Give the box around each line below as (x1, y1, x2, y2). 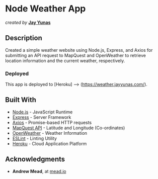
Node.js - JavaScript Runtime (12, 109, 73, 115)
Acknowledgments (5, 155, 66, 164)
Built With (5, 95, 36, 104)
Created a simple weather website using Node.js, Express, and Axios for (5, 47, 153, 53)
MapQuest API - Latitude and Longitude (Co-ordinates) (12, 125, 125, 131)
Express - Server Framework (12, 114, 72, 120)
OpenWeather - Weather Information (12, 130, 87, 136)
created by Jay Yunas (5, 19, 51, 25)
